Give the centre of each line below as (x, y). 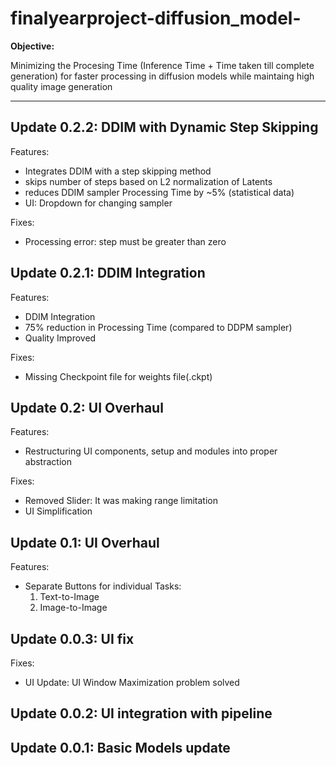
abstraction (48, 462)
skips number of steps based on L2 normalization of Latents (148, 181)
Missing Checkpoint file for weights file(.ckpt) (118, 376)
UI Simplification (58, 511)
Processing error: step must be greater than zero (125, 241)
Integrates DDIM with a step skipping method (118, 171)
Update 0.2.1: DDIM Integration (108, 273)
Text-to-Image (69, 597)
